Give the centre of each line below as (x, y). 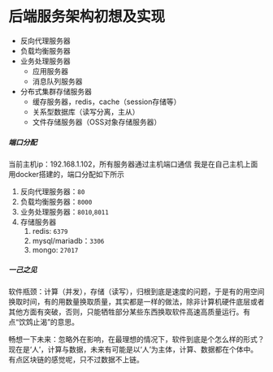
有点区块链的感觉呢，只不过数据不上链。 (76, 359)
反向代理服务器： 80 (52, 191)
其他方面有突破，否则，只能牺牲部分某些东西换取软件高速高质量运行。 (126, 311)
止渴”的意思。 (56, 322)
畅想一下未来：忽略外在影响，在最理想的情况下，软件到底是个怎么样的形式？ (136, 339)
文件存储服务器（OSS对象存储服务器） (97, 122)
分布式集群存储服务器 (56, 91)
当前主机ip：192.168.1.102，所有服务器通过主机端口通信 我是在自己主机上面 (133, 164)
